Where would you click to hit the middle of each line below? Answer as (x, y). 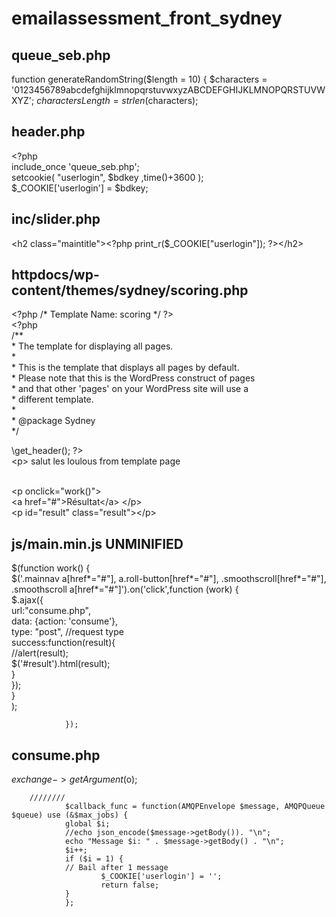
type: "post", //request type (67, 632)
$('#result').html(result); (61, 664)
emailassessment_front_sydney (147, 18)
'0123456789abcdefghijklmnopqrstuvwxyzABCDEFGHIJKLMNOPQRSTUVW (168, 90)
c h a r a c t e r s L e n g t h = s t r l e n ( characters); (117, 100)
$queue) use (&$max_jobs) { (70, 815)
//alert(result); (40, 653)
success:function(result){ (63, 643)
